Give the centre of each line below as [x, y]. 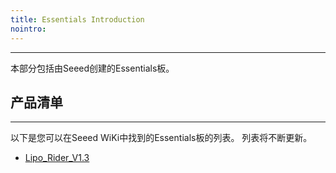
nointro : [28, 29]
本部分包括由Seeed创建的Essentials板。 [92, 68]
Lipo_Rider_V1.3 [57, 158]
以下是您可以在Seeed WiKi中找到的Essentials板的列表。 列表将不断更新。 [161, 138]
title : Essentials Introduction [77, 19]
